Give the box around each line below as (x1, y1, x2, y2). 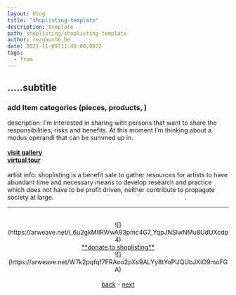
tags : (7, 50, 23, 57)
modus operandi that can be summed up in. (7, 134, 133, 142)
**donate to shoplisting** (81, 243, 155, 252)
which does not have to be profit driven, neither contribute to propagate (7, 186, 216, 194)
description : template (7, 23, 74, 30)
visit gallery (7, 149, 43, 157)
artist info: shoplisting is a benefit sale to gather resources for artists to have (7, 171, 228, 179)
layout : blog (7, 10, 46, 18)
